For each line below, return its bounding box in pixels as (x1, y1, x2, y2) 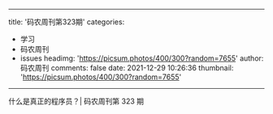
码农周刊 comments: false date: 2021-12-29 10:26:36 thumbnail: (19, 63, 234, 73)
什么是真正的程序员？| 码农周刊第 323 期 (8, 96, 145, 106)
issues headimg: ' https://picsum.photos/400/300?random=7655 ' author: (19, 53, 264, 63)
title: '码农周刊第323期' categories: (8, 17, 125, 27)
